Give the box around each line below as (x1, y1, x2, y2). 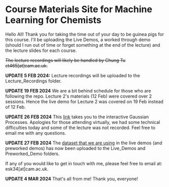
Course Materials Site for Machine (5, 4, 152, 15)
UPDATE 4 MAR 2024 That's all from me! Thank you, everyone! (5, 175, 139, 181)
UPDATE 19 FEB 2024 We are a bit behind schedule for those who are (5, 87, 151, 93)
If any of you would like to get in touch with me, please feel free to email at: (5, 160, 162, 166)
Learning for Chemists (5, 14, 102, 26)
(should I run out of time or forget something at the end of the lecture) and (5, 42, 161, 48)
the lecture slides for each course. (5, 47, 77, 53)
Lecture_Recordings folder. (5, 78, 62, 84)
